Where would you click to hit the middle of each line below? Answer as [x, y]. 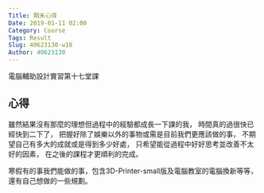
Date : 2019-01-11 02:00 [48, 23]
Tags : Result [30, 38]
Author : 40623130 [37, 52]
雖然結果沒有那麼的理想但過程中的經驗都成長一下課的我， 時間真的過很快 [128, 124]
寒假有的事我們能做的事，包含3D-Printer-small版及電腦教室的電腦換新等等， [133, 171]
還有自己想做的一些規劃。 [50, 180]
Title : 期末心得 [33, 15]
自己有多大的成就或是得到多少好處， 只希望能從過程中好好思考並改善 [127, 144]
